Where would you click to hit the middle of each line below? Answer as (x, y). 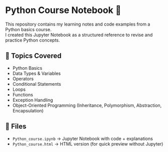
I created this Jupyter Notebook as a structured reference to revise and (79, 35)
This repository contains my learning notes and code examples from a (78, 24)
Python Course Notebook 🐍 (63, 10)
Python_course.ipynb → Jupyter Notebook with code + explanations (83, 138)
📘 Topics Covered (33, 56)
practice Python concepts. (33, 40)
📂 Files (16, 127)
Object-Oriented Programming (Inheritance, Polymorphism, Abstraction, (87, 105)
